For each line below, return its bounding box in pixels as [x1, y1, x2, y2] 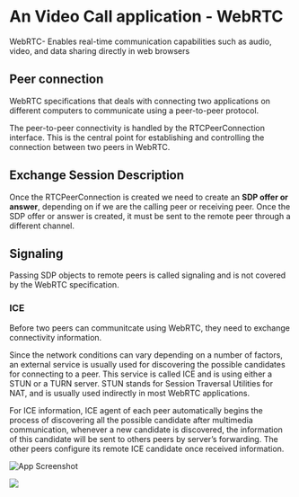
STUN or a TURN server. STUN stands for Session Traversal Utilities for [9, 377, 274, 388]
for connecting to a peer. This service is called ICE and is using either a [9, 368, 272, 379]
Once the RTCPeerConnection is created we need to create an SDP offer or [9, 191, 289, 202]
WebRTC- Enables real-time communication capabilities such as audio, [9, 36, 272, 47]
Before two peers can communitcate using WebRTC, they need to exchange [9, 322, 290, 333]
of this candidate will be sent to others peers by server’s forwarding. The [9, 433, 278, 444]
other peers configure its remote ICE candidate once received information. [9, 443, 285, 454]
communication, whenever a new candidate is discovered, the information [9, 424, 283, 435]
